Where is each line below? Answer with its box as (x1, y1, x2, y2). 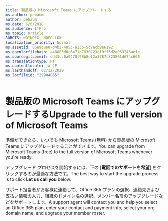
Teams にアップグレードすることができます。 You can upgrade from (5, 143, 145, 149)
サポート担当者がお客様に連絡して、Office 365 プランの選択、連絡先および (5, 186, 160, 192)
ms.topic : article (5, 31, 44, 36)
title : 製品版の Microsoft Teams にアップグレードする (5, 7, 112, 13)
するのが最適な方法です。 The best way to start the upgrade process (18, 170, 159, 176)
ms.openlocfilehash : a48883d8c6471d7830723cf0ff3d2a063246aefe (5, 49, 140, 54)
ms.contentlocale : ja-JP (5, 63, 57, 68)
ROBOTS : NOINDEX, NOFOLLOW (5, 36, 62, 41)
